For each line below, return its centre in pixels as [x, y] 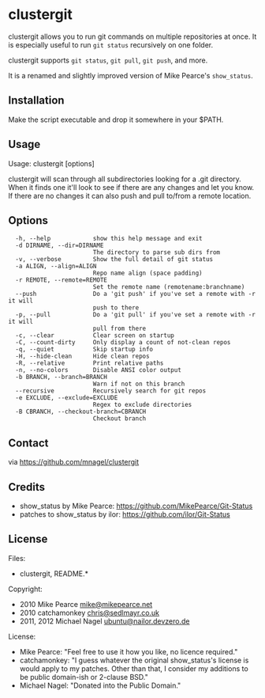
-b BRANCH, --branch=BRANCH [62, 377]
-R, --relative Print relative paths [90, 363]
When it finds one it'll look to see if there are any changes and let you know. [131, 187]
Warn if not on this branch [139, 384]
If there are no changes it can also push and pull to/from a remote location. [130, 195]
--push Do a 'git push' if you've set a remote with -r [136, 294]
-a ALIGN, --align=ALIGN [56, 267]
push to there [116, 308]
